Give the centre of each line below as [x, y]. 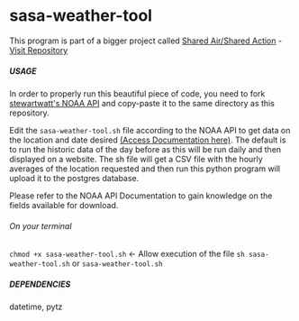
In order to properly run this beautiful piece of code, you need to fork [137, 93]
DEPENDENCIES [40, 284]
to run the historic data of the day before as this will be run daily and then [145, 149]
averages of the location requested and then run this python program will [145, 169]
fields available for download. [64, 205]
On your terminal [41, 225]
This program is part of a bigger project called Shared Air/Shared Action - [145, 41]
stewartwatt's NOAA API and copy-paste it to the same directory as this [142, 103]
